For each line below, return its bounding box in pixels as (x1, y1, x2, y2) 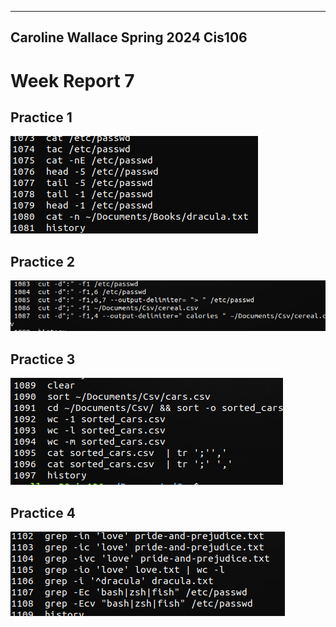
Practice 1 (10, 109, 73, 126)
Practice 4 (10, 504, 76, 521)
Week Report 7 (10, 69, 135, 92)
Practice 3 (10, 351, 76, 368)
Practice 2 (10, 253, 75, 270)
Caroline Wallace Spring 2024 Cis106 (10, 29, 248, 46)
